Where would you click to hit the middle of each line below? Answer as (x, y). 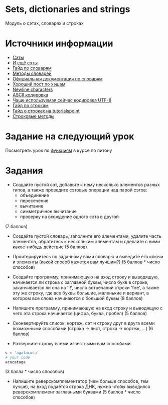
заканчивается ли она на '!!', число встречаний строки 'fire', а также (86, 287)
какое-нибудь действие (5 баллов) (50, 247)
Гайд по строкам (31, 105)
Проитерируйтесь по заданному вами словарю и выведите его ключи (88, 256)
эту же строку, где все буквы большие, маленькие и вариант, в (81, 293)
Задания (24, 171)
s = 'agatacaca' (22, 353)
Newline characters (33, 89)
